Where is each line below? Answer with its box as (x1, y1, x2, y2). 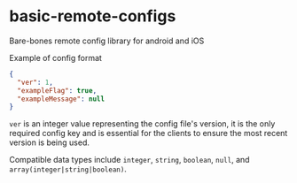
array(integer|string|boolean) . (9, 164, 127, 174)
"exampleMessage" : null (17, 95, 105, 103)
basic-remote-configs (9, 6, 176, 27)
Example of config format (9, 52, 102, 63)
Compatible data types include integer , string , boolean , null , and (9, 155, 250, 165)
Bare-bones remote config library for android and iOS (9, 35, 205, 46)
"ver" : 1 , (17, 78, 53, 87)
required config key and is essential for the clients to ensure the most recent (9, 128, 288, 139)
